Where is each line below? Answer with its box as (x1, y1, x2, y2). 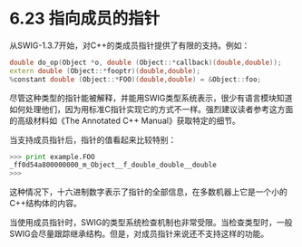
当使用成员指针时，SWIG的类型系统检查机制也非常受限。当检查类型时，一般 (9, 217, 293, 228)
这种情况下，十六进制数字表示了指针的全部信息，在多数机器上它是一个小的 (9, 186, 287, 197)
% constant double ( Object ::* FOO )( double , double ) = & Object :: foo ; (9, 74, 262, 84)
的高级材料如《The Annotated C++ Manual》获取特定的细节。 (9, 115, 240, 126)
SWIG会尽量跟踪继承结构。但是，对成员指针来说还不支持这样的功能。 (9, 228, 269, 240)
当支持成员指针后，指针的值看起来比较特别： (9, 134, 177, 145)
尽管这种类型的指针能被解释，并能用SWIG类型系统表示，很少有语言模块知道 (9, 92, 293, 103)
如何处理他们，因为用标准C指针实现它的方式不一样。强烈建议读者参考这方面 (9, 103, 294, 114)
